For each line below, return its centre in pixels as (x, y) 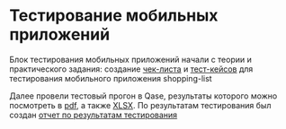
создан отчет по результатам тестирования (94, 115)
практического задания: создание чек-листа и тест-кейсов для (131, 69)
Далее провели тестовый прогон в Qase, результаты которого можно (143, 96)
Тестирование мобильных (114, 16)
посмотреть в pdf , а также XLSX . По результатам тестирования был (140, 105)
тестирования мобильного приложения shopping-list (111, 78)
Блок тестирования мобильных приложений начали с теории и (130, 59)
